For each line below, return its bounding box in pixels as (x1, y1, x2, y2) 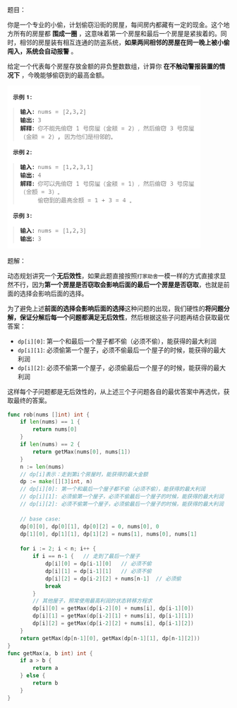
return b (32, 680, 59, 687)
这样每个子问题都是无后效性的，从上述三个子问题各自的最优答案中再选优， (7, 387, 224, 395)
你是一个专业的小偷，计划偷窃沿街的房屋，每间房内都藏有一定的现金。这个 (7, 21, 224, 29)
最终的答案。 (13, 396, 51, 405)
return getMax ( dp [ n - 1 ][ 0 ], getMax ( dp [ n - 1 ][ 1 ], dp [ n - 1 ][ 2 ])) (20, 634, 201, 642)
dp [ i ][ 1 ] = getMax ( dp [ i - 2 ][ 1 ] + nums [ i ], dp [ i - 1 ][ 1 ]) (32, 613, 194, 620)
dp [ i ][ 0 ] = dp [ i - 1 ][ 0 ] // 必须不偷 (44, 560, 152, 567)
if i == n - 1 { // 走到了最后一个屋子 (32, 553, 140, 560)
